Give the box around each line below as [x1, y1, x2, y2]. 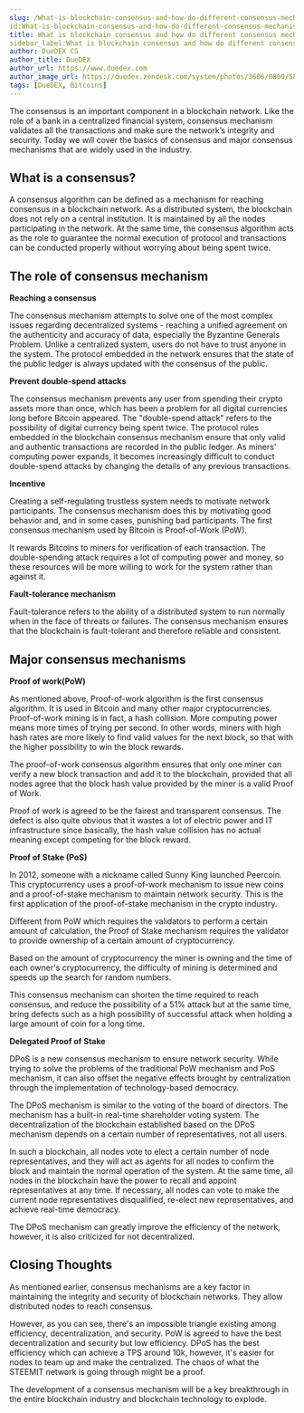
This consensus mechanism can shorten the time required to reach [9, 989, 260, 1001]
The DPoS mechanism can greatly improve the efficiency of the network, [9, 1222, 280, 1233]
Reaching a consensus [9, 293, 97, 303]
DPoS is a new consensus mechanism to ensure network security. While [9, 1053, 279, 1064]
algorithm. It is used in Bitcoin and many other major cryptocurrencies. [9, 703, 272, 714]
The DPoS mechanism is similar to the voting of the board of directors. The [9, 1100, 289, 1110]
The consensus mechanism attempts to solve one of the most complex [9, 310, 273, 322]
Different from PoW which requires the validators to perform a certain [9, 916, 269, 927]
